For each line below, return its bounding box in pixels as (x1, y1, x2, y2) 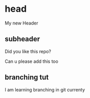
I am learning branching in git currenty (5, 86, 85, 92)
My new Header (5, 20, 39, 26)
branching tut (5, 73, 49, 82)
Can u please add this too (5, 58, 58, 64)
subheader (5, 35, 40, 43)
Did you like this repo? (5, 48, 51, 54)
